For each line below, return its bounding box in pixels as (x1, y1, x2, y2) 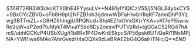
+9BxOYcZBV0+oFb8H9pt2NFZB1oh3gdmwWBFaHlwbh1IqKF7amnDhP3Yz (6, 11, 188, 18)
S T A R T (6, 5, 23, 12)
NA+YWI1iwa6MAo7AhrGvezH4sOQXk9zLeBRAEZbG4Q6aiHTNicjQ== (6, 36, 176, 42)
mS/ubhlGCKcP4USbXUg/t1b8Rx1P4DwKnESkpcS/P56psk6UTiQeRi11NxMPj (6, 29, 191, 36)
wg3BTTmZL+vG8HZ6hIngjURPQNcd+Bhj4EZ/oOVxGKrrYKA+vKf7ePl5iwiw (6, 17, 190, 24)
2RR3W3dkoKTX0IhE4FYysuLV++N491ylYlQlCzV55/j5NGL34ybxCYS (22, 5, 190, 12)
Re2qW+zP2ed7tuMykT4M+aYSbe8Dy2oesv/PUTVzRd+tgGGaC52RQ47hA (6, 23, 188, 30)
